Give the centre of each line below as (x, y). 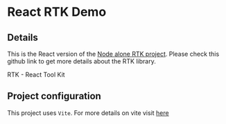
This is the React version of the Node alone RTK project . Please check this (113, 54)
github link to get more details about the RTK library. (81, 61)
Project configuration (54, 96)
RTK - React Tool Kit (36, 74)
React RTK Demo (57, 12)
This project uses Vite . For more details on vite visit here (88, 113)
